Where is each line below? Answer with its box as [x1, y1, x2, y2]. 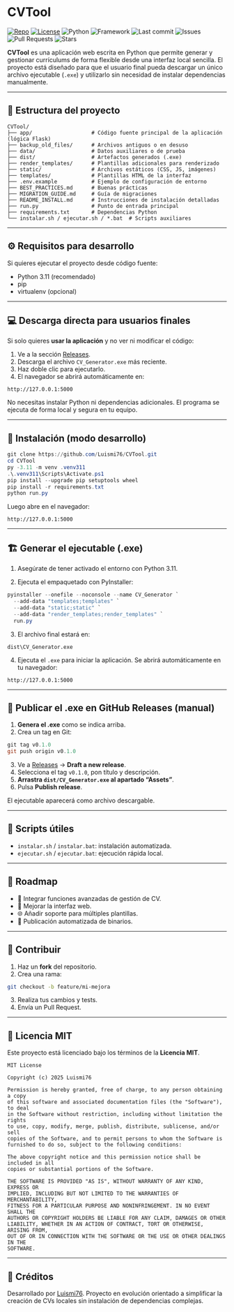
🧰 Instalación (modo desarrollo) [7, 432, 146, 444]
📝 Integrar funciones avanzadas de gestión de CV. [17, 894, 162, 902]
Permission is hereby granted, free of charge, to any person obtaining [7, 1087, 223, 1094]
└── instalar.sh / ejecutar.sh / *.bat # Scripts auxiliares [7, 214, 192, 222]
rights [7, 1117, 26, 1124]
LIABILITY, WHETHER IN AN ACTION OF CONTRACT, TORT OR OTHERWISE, [7, 1221, 204, 1228]
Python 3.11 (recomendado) [17, 272, 96, 281]
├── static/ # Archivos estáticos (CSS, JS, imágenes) [7, 165, 217, 173]
